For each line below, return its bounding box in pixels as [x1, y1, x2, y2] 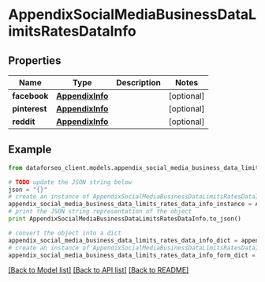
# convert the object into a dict [8, 229, 122, 237]
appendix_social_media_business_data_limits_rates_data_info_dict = [8, 236, 238, 244]
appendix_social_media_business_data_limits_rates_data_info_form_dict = [8, 251, 256, 259]
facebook [12, 91, 49, 101]
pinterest [12, 103, 47, 114]
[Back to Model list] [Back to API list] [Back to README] [8, 265, 189, 275]
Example [8, 143, 52, 156]
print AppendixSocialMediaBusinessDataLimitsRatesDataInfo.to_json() [8, 215, 242, 223]
